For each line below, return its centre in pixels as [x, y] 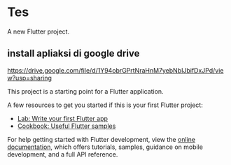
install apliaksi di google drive [73, 53]
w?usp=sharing [30, 78]
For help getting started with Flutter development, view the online [101, 139]
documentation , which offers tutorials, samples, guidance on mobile [105, 147]
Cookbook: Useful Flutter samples [66, 126]
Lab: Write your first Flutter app [63, 118]
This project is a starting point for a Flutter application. [85, 91]
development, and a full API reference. [63, 154]
